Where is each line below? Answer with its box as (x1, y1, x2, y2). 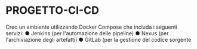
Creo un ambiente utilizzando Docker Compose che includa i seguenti (5, 23, 177, 30)
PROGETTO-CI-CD (5, 4, 99, 17)
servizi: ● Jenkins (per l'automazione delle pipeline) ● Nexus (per (5, 29, 169, 36)
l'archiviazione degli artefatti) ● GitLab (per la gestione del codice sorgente (5, 36, 192, 43)
